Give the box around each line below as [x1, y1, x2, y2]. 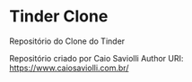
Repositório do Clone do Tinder [9, 36, 126, 46]
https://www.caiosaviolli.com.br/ [9, 62, 129, 73]
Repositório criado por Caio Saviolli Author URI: [9, 53, 184, 63]
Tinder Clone [9, 6, 109, 27]
